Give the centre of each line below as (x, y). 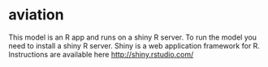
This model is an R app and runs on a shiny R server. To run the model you (133, 37)
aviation (36, 15)
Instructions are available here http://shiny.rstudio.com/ (101, 54)
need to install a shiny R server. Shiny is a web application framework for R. (134, 45)
